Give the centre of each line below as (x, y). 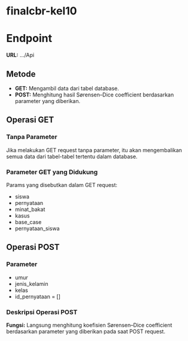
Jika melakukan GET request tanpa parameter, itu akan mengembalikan (94, 150)
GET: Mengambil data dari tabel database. (67, 88)
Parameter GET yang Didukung (52, 172)
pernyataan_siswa (37, 228)
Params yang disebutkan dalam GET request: (62, 185)
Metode (21, 74)
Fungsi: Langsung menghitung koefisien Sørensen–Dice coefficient (89, 325)
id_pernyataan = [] (38, 296)
